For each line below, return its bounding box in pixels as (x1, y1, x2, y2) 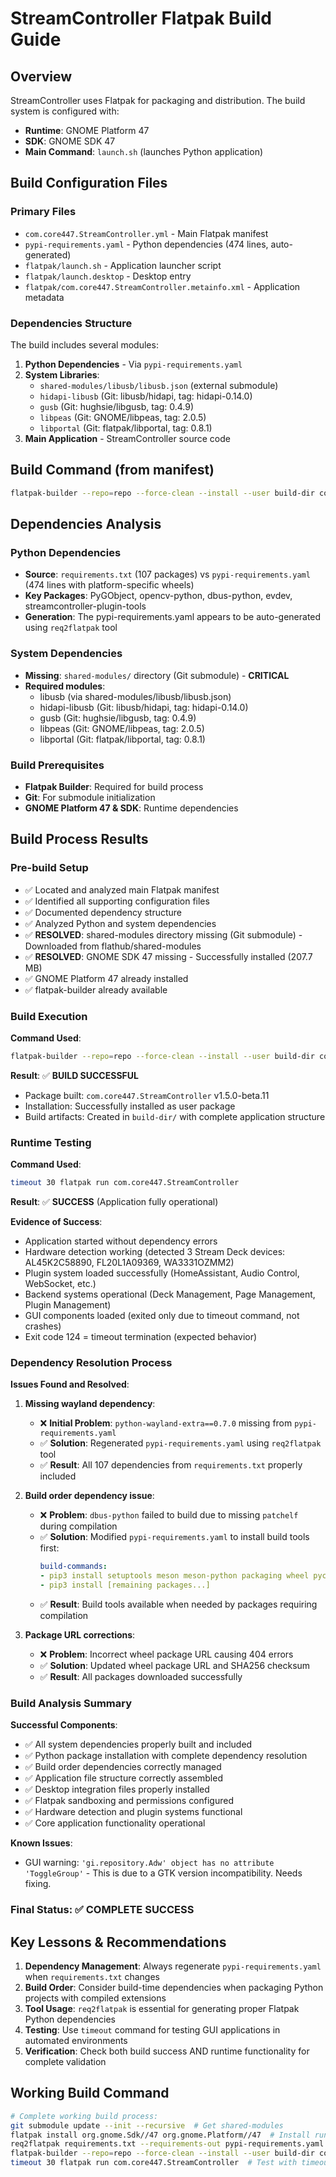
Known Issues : (10, 1837, 73, 1849)
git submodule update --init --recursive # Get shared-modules (10, 2120, 284, 2131)
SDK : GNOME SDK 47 (24, 135, 116, 147)
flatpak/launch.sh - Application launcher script (24, 259, 222, 271)
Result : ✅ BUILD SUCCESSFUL (10, 1069, 139, 1081)
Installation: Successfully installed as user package (24, 1100, 236, 1112)
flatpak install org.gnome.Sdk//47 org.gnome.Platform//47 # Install (10, 2130, 311, 2140)
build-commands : (39, 1562, 108, 1572)
